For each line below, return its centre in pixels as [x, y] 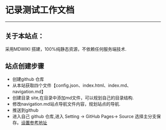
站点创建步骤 [25, 66]
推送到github [25, 110]
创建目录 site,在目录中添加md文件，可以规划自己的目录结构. [73, 98]
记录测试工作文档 [40, 10]
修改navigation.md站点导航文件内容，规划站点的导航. [66, 104]
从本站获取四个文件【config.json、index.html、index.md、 [72, 85]
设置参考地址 [34, 123]
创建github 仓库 [28, 79]
